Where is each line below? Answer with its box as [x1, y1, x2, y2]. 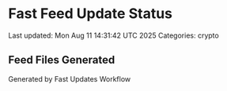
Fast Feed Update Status [8, 5, 172, 23]
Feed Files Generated [8, 53, 115, 67]
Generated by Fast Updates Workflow [8, 74, 131, 83]
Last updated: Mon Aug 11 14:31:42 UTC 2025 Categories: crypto [8, 31, 219, 40]
